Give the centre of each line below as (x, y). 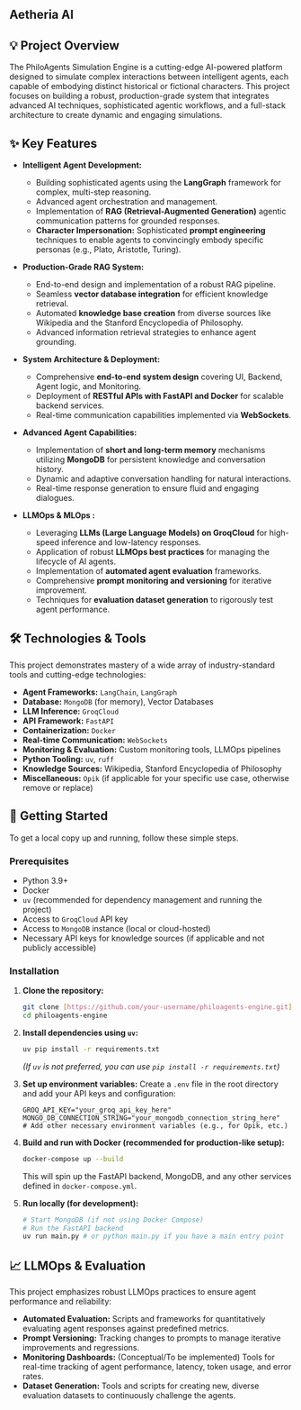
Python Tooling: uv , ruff (68, 759)
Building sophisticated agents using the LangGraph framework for (158, 183)
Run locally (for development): (80, 1203)
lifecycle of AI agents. (76, 561)
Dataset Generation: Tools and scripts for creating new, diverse (141, 1386)
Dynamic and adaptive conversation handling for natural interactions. (164, 479)
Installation (35, 970)
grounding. (56, 342)
